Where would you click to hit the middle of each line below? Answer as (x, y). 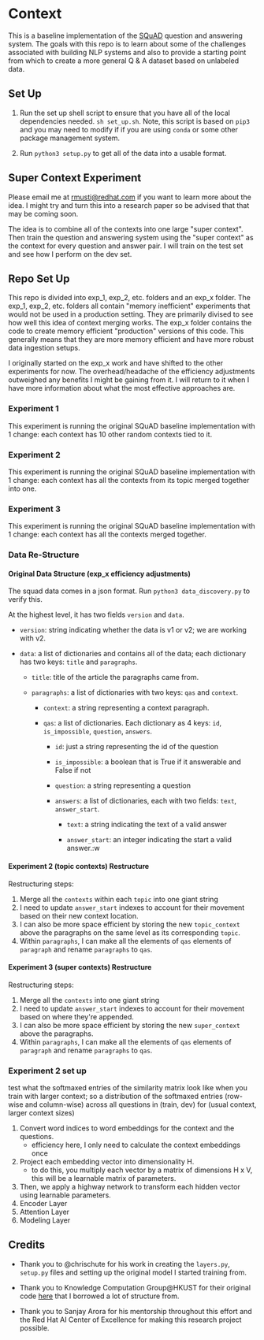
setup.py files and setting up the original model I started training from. (133, 1272)
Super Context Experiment (75, 178)
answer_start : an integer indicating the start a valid (149, 840)
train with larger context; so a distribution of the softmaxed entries (115, 1097)
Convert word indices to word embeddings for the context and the (127, 1128)
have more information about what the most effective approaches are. (122, 388)
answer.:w (83, 848)
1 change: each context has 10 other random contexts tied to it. (110, 434)
